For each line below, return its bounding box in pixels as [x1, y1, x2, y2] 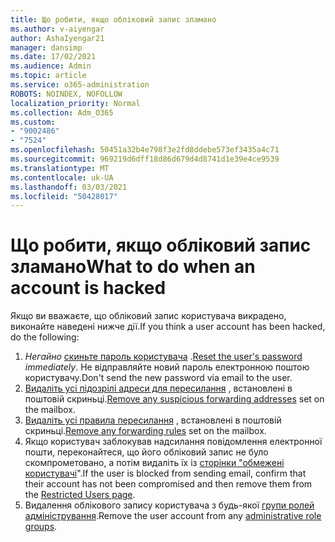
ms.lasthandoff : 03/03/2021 [10, 182, 128, 192]
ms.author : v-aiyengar [10, 24, 105, 34]
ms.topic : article [10, 71, 87, 81]
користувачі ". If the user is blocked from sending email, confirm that [24, 467, 307, 480]
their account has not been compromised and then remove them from [24, 478, 313, 490]
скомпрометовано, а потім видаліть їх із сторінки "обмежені [24, 457, 285, 469]
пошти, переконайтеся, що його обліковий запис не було [24, 446, 269, 458]
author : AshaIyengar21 [10, 33, 105, 43]
